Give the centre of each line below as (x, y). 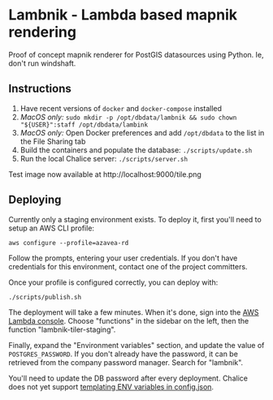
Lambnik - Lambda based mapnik (123, 15)
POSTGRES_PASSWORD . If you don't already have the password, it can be (123, 354)
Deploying (35, 200)
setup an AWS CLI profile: (52, 228)
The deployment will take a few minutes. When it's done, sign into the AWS (134, 312)
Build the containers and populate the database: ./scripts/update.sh (136, 150)
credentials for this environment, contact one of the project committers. (128, 266)
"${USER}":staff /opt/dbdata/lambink (84, 125)
